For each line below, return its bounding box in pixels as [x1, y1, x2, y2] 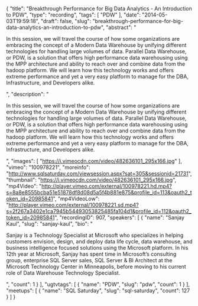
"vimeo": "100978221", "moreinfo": [6, 164, 90, 171]
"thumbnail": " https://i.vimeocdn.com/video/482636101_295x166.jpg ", [6, 177, 177, 183]
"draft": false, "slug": [40, 18, 92, 24]
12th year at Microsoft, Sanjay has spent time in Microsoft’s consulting [6, 250, 177, 258]
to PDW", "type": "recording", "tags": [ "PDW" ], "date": [6, 11, 141, 18]
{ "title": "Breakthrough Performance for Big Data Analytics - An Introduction [6, 5, 192, 12]
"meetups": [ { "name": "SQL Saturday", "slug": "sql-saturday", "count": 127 [6, 287, 190, 294]
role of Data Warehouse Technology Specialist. [6, 269, 121, 276]
